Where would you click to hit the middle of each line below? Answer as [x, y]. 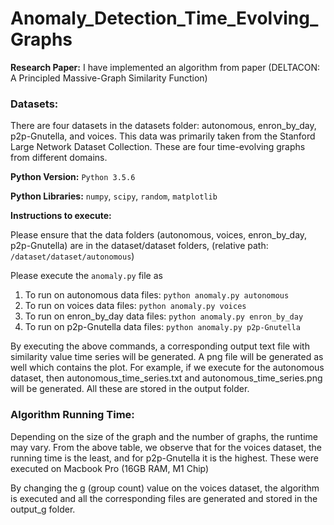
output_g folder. [43, 509]
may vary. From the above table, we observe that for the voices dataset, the [166, 447]
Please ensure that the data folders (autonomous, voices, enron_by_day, [159, 235]
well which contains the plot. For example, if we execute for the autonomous [167, 368]
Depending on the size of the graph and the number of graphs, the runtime [164, 436]
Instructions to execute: [61, 216]
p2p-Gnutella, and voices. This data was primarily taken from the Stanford [163, 136]
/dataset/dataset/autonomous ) [72, 256]
